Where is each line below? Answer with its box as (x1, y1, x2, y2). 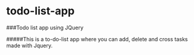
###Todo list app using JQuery (6, 24, 83, 31)
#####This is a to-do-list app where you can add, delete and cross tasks (6, 35, 189, 42)
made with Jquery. (6, 42, 53, 49)
